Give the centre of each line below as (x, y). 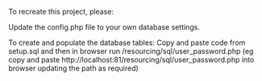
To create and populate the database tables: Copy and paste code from (127, 43)
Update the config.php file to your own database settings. (104, 27)
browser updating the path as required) (73, 68)
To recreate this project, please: (61, 12)
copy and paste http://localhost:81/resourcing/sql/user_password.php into (131, 60)
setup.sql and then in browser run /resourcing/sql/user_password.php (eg (131, 51)
